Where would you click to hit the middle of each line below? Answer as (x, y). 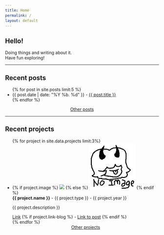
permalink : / (18, 15)
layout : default (21, 20)
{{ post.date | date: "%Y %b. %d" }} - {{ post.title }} (64, 95)
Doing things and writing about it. (39, 53)
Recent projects (30, 129)
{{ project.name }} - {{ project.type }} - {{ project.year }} (69, 198)
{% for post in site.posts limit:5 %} (47, 89)
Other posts (82, 109)
